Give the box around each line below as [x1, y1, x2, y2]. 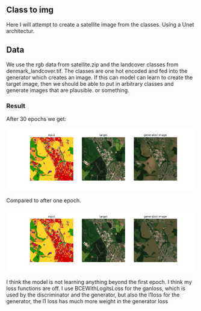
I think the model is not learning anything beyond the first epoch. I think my [6, 278, 193, 286]
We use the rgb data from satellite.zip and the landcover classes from [6, 60, 179, 68]
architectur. [6, 27, 35, 34]
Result [6, 101, 26, 110]
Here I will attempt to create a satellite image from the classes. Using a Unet [6, 21, 194, 28]
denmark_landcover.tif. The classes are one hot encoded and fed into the [6, 67, 188, 74]
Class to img [6, 5, 54, 15]
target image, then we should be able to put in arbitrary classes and [6, 80, 174, 87]
